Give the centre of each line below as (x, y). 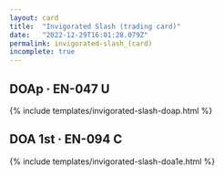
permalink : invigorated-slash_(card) (81, 43)
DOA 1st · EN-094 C (66, 139)
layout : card (34, 18)
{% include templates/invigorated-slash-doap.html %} (111, 110)
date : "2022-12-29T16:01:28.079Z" (79, 35)
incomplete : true (42, 52)
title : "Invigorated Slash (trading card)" (95, 26)
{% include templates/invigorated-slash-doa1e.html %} (112, 161)
